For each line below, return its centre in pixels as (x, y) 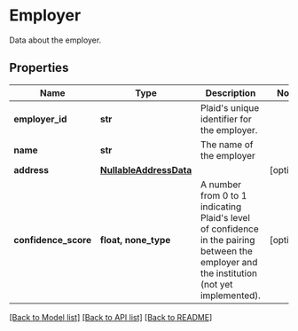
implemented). (231, 296)
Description (231, 92)
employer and (229, 262)
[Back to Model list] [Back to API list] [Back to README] (111, 317)
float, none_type (136, 240)
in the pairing (227, 240)
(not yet (216, 284)
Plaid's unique (230, 107)
